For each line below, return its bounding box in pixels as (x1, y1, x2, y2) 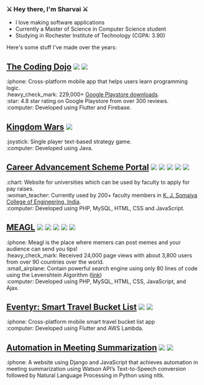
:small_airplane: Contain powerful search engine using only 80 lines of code (6, 264, 198, 272)
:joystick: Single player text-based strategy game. (6, 137, 132, 145)
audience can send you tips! (6, 245, 78, 253)
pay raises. (6, 185, 34, 192)
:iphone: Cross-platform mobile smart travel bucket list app (6, 318, 155, 326)
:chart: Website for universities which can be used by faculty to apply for (6, 178, 190, 186)
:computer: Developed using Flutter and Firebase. (6, 104, 132, 112)
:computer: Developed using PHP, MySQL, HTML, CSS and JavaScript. (6, 204, 185, 212)
